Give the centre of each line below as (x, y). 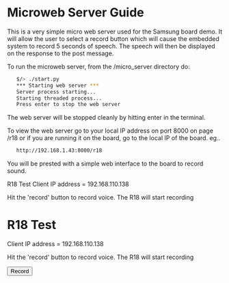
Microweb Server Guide (76, 13)
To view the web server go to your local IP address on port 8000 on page (110, 131)
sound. (17, 171)
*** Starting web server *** (57, 85)
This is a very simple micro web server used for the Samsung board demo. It (115, 31)
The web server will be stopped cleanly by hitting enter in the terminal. (106, 118)
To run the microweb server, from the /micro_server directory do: (98, 66)
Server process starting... (56, 92)
